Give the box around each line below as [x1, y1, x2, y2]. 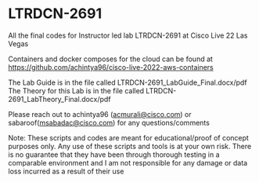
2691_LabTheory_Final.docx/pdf [8, 94, 111, 104]
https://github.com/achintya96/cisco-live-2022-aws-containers [8, 62, 214, 71]
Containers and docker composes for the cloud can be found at [8, 54, 214, 64]
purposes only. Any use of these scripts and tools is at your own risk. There [8, 141, 252, 151]
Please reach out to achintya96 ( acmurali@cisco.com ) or [8, 109, 192, 118]
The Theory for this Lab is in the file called [8, 86, 145, 95]
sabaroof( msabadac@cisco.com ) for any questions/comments [8, 118, 210, 127]
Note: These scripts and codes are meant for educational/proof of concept [8, 133, 249, 142]
